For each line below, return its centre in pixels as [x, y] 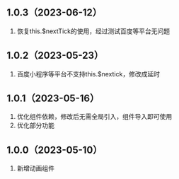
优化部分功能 [35, 125]
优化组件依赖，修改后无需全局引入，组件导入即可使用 [94, 117]
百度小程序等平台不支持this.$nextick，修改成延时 [88, 74]
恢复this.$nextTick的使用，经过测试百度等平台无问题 [93, 31]
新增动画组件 [35, 168]
